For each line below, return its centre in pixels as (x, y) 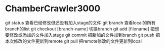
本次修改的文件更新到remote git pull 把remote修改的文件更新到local (74, 41)
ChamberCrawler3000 (53, 9)
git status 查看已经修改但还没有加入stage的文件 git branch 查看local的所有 (81, 23)
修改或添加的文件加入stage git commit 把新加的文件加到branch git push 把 (85, 35)
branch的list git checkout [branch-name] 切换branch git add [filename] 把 (80, 29)
